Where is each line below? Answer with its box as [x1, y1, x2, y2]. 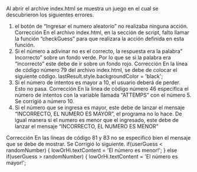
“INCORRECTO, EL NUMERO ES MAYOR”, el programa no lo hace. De [14, 110, 182, 117]
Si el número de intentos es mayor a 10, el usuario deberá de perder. [14, 79, 181, 86]
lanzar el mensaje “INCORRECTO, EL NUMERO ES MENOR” [14, 123, 159, 130]
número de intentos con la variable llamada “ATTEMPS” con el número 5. [14, 91, 192, 98]
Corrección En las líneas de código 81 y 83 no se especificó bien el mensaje [6, 134, 191, 141]
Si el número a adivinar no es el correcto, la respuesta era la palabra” [14, 48, 183, 55]
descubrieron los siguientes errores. [6, 11, 94, 18]
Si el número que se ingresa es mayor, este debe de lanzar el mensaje [14, 104, 185, 111]
